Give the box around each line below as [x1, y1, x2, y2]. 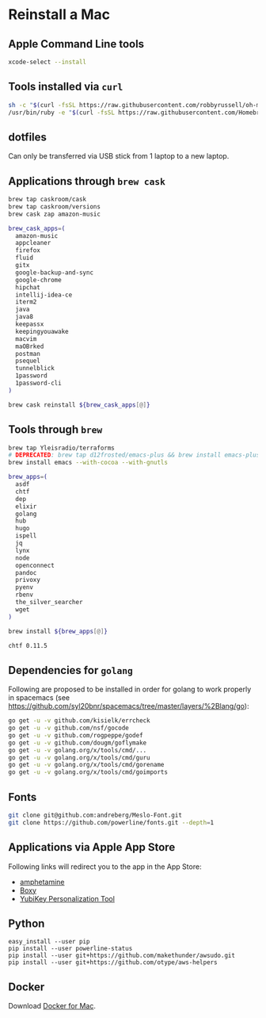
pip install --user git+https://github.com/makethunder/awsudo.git [8, 951, 236, 960]
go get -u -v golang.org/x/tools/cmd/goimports [8, 768, 169, 776]
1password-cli [15, 379, 62, 388]
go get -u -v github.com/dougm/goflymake [8, 739, 147, 747]
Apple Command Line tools [8, 37, 145, 51]
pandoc [15, 568, 37, 576]
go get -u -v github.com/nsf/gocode [8, 724, 129, 733]
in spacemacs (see [8, 693, 70, 702]
